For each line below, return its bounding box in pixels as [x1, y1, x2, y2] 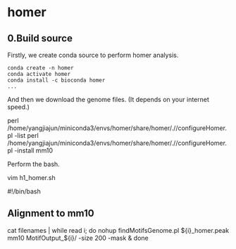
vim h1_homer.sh [7, 174, 56, 181]
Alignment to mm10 [7, 207, 94, 219]
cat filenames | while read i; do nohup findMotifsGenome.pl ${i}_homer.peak [7, 226, 230, 234]
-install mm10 [13, 146, 54, 155]
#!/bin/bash [7, 187, 41, 196]
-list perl [13, 132, 39, 139]
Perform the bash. [7, 160, 60, 168]
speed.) [7, 103, 30, 111]
